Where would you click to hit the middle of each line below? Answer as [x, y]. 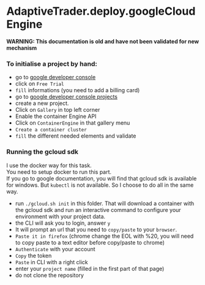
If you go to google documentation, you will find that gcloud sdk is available [102, 178]
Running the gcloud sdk [42, 152]
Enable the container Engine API [56, 116]
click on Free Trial [39, 84]
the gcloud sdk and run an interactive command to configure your [98, 209]
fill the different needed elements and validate [76, 136]
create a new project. [42, 103]
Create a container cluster [51, 130]
